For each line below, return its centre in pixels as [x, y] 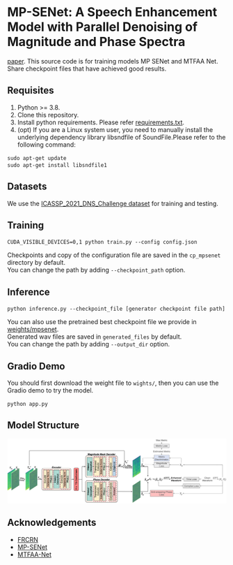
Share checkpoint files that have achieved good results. [87, 68]
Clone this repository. [48, 115]
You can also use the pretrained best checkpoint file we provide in [102, 322]
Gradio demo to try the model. [50, 390]
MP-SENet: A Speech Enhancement [112, 12]
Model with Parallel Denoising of [103, 27]
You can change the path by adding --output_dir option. [89, 344]
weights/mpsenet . [33, 330]
